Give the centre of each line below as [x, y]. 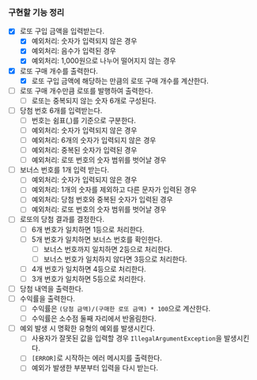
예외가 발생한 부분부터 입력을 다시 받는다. [95, 368]
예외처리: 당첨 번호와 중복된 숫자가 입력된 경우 [102, 200]
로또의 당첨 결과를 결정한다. [62, 220]
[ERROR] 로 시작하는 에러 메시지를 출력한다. [96, 358]
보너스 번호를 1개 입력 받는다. [64, 170]
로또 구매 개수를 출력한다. [59, 71]
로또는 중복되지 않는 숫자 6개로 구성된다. [94, 100]
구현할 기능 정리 [36, 12]
